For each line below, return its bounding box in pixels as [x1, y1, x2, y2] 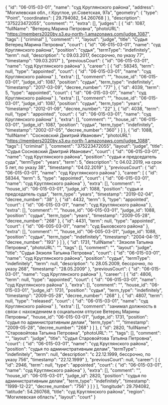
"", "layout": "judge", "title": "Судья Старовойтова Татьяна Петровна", [5, 335, 152, 341]
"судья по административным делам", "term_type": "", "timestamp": [5, 319, 149, 325]
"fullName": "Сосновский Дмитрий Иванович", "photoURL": [5, 133, 131, 138]
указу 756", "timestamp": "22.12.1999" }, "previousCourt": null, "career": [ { [5, 357, 160, 362]
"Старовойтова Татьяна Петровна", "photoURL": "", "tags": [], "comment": [5, 330, 161, 336]
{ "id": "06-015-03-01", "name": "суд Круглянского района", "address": [5, 5, 154, 10]
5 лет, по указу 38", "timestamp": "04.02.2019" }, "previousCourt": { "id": [5, 164, 157, 170]
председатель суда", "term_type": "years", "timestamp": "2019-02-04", [5, 191, 154, 197]
